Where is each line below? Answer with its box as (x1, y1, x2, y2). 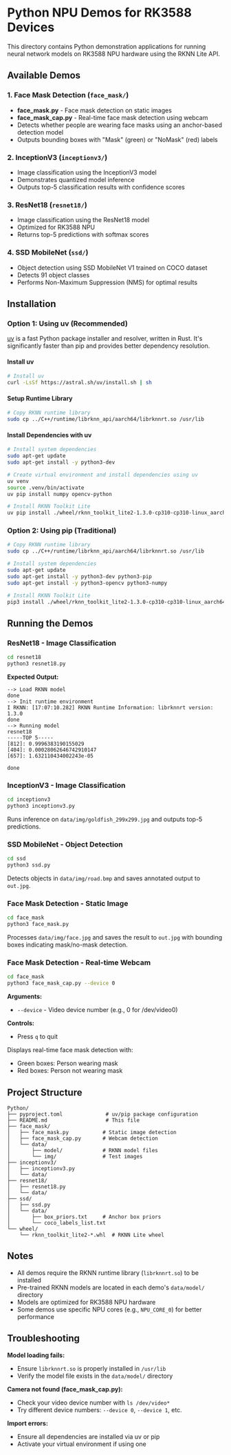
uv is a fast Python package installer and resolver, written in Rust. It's (7, 335, 203, 343)
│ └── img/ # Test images (7, 1153, 143, 1160)
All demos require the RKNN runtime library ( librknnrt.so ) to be (16, 1268, 199, 1277)
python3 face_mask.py (7, 921, 69, 928)
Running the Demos (7, 617, 93, 629)
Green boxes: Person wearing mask (16, 1059, 118, 1067)
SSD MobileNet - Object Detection (7, 840, 123, 849)
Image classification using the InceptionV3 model (16, 168, 157, 177)
